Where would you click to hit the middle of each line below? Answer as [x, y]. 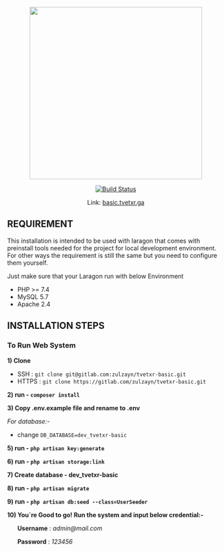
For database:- [29, 421]
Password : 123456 [45, 541]
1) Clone [19, 360]
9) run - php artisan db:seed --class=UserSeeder [78, 501]
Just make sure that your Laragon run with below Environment [95, 276]
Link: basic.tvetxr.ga [116, 202]
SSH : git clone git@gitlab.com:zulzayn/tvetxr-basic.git [101, 374]
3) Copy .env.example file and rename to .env [73, 408]
